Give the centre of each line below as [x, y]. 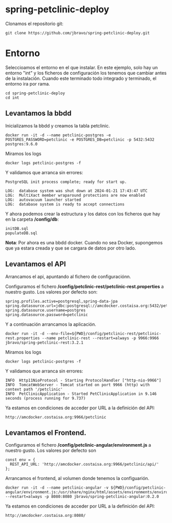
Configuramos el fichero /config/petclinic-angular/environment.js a [78, 445]
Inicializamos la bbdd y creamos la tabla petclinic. [58, 125]
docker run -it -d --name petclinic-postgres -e [58, 135]
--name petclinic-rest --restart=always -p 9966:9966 [100, 338]
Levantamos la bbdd [38, 113]
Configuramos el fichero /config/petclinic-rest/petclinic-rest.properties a [84, 286]
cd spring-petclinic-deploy [35, 93]
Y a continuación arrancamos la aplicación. [51, 324]
